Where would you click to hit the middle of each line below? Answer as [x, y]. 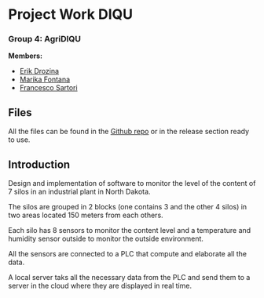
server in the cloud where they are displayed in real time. [100, 286]
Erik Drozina [39, 71]
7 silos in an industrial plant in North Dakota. [79, 192]
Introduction [39, 164]
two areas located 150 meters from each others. [86, 215]
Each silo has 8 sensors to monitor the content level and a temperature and [130, 231]
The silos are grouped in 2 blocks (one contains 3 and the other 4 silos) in [128, 207]
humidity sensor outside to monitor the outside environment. [106, 239]
